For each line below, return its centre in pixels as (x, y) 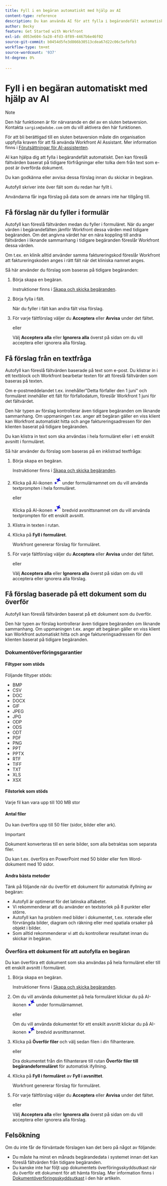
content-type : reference (31, 16)
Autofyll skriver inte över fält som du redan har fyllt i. (59, 187)
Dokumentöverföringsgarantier (44, 652)
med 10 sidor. (41, 864)
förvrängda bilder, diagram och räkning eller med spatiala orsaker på (83, 923)
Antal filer (16, 814)
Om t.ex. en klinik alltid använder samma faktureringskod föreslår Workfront (83, 255)
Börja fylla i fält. (28, 299)
